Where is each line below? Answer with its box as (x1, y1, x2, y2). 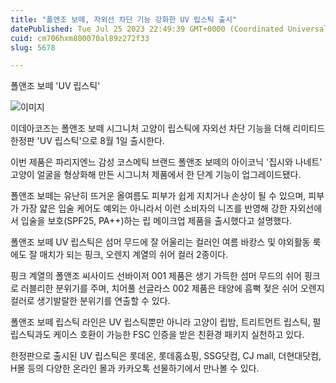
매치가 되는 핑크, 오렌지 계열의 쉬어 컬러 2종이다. (39, 249, 229, 261)
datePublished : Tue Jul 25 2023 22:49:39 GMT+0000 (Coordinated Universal (10, 24, 329, 34)
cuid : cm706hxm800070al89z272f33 (10, 33, 150, 43)
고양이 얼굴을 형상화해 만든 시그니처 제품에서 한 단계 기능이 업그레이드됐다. (10, 169, 302, 181)
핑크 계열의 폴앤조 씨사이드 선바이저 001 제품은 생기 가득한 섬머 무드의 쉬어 (10, 270, 302, 282)
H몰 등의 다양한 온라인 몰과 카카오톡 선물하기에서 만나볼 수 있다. (10, 362, 260, 375)
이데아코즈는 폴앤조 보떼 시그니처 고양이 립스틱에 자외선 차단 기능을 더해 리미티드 (10, 122, 326, 135)
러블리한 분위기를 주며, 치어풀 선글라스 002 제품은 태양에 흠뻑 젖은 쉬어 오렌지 (20, 282, 325, 295)
